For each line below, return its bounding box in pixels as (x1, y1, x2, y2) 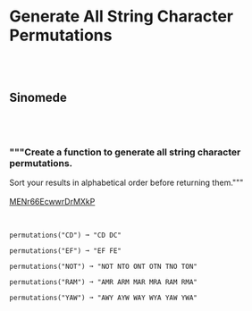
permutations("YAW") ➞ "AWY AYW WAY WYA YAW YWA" (9, 293, 198, 303)
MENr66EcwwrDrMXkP (9, 197, 96, 207)
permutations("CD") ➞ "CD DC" (9, 231, 122, 240)
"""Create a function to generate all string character (9, 146, 241, 158)
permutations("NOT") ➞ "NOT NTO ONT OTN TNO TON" (9, 262, 198, 272)
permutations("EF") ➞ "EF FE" (9, 247, 122, 256)
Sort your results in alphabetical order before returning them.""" (9, 177, 244, 189)
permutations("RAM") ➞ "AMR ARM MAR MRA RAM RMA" (9, 278, 198, 287)
